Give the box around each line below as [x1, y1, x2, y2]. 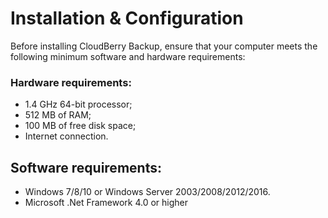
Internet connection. [24, 130, 109, 142]
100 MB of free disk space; [24, 120, 137, 132]
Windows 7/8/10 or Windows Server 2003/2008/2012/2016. [24, 186, 271, 198]
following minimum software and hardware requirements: [10, 50, 246, 62]
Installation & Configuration [10, 7, 244, 30]
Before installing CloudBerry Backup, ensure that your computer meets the [10, 40, 318, 52]
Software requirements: [10, 159, 162, 176]
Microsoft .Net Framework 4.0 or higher [24, 197, 188, 209]
